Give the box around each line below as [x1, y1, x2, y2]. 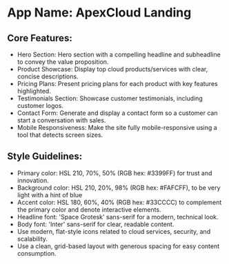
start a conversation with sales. [17, 116, 106, 124]
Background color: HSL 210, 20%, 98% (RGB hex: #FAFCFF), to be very [17, 184, 221, 192]
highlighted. [17, 87, 52, 95]
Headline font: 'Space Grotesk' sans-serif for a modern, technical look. [17, 212, 219, 221]
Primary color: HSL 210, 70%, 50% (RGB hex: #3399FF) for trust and [17, 168, 212, 177]
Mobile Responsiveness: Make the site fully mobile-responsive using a [17, 124, 217, 131]
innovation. [17, 176, 50, 184]
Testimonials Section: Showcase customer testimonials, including [17, 94, 203, 102]
